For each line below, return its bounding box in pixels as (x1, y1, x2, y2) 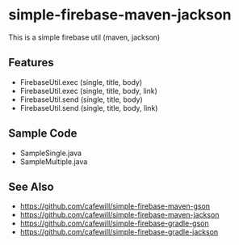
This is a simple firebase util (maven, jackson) (8, 32, 161, 42)
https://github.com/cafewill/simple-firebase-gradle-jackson (19, 227, 219, 237)
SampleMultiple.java (19, 156, 88, 167)
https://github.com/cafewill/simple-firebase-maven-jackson (19, 210, 220, 220)
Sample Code (8, 127, 78, 141)
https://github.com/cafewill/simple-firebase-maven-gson (19, 201, 211, 211)
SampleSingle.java (19, 148, 82, 158)
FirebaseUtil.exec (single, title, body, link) (19, 86, 157, 95)
